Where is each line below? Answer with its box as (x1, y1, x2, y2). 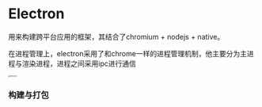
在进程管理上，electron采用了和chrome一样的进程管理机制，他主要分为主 (8, 48, 248, 58)
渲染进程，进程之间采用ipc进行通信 (21, 59, 136, 68)
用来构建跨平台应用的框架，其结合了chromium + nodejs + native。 (8, 32, 225, 41)
